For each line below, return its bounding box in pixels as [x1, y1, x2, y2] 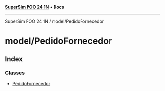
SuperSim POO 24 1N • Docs [5, 4, 65, 10]
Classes [5, 69, 25, 76]
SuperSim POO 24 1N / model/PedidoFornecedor [5, 18, 104, 24]
